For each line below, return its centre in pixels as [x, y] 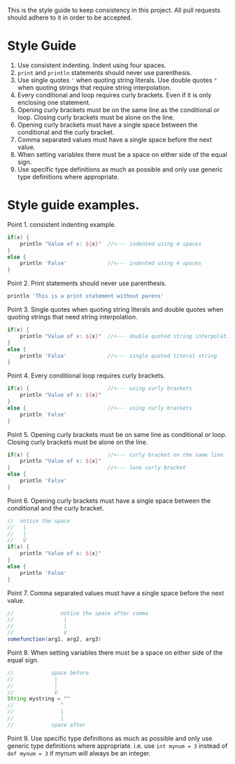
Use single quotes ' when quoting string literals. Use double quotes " [117, 80]
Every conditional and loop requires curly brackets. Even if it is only [114, 95]
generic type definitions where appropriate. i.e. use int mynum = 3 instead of [117, 746]
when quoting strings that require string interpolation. [94, 88]
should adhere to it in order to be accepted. [70, 18]
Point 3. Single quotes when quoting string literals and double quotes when [115, 310]
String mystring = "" [39, 699]
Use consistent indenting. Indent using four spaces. [92, 65]
